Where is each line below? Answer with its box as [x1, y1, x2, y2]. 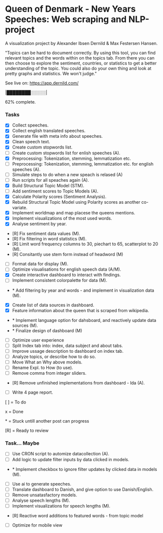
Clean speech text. [12, 139, 50, 145]
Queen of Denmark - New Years [5, 3, 136, 15]
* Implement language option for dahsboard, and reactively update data [12, 317, 157, 323]
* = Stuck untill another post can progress [5, 418, 89, 424]
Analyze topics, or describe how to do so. [12, 353, 96, 360]
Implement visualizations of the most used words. [12, 215, 112, 221]
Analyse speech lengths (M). [12, 497, 70, 503]
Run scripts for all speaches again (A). [12, 177, 89, 183]
